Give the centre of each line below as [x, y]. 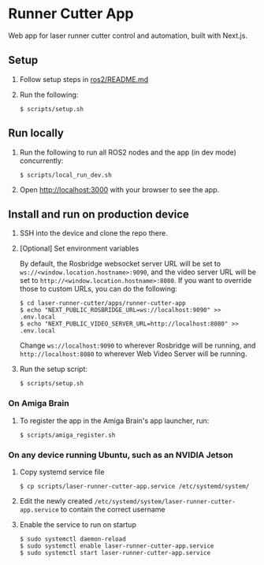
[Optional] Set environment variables [79, 248]
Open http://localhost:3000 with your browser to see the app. [119, 189]
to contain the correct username [113, 509]
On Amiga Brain [39, 403]
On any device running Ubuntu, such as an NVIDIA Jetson [121, 455]
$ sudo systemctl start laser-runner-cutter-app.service [115, 552]
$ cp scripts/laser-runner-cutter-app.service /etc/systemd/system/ [134, 486]
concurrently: [41, 160]
